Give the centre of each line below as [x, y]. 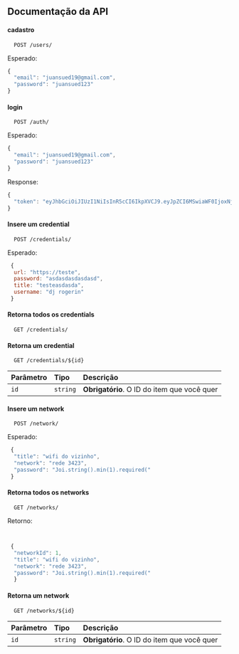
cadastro [21, 30]
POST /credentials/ [43, 239]
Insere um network [36, 408]
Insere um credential [38, 224]
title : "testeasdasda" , [49, 285]
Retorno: [20, 521]
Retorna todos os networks [48, 492]
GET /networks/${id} [44, 611]
